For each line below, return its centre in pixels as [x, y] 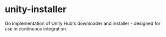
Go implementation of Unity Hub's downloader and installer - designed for [83, 23]
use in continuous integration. [36, 28]
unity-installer [36, 9]
